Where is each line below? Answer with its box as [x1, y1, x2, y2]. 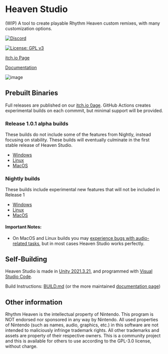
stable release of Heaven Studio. [5, 142, 73, 148]
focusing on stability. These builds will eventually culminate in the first [5, 137, 150, 143]
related [12, 240, 28, 246]
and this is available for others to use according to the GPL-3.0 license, [5, 338, 151, 344]
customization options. [5, 25, 53, 31]
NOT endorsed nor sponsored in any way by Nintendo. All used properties [5, 317, 158, 323]
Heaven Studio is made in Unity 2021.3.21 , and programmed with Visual [5, 268, 153, 275]
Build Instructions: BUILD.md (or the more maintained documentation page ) [5, 283, 161, 290]
